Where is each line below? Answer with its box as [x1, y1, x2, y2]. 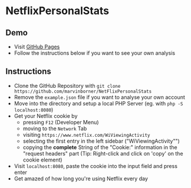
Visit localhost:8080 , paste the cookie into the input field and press [14, 162, 178, 169]
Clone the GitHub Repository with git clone [14, 82, 121, 89]
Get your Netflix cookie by [14, 112, 78, 119]
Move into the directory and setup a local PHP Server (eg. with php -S [14, 100, 183, 107]
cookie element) [22, 156, 62, 163]
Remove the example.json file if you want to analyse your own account [14, 93, 185, 101]
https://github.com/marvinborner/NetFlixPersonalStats [14, 88, 152, 94]
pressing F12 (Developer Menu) [22, 118, 99, 126]
